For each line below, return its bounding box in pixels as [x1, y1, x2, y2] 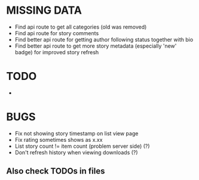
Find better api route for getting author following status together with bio [14, 36, 194, 43]
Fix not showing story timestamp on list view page [14, 129, 139, 137]
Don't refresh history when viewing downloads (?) [14, 148, 139, 156]
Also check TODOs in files [6, 166, 105, 176]
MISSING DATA [6, 4, 82, 17]
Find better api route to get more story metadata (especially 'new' [14, 42, 177, 49]
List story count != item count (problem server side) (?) [14, 142, 151, 150]
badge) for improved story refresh [14, 48, 99, 55]
